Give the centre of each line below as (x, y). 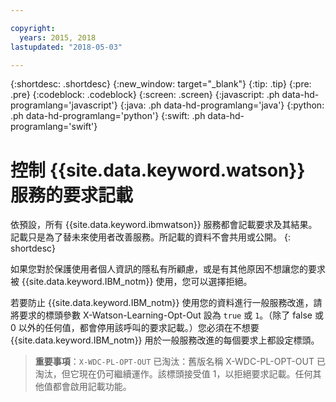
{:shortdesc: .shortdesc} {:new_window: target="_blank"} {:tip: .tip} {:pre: (161, 84)
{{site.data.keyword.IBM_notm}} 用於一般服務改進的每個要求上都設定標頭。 (165, 340)
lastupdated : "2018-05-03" (66, 47)
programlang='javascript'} (64, 105)
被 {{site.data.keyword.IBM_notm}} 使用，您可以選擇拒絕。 (131, 282)
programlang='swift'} (54, 127)
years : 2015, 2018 (58, 37)
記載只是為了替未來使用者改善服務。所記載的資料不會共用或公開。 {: (150, 237)
